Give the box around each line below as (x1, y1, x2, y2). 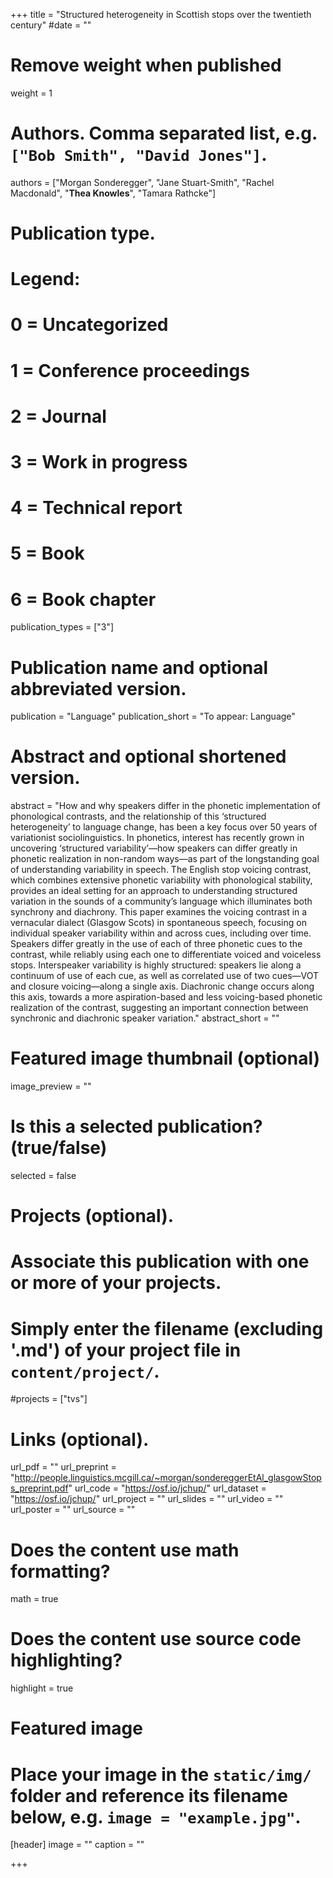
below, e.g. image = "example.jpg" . (10, 1805, 302, 1828)
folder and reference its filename (10, 1784, 288, 1807)
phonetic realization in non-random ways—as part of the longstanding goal (10, 853, 320, 865)
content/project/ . (10, 1360, 160, 1383)
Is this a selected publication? (10, 1115, 263, 1138)
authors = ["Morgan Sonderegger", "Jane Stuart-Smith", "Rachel (10, 176, 275, 188)
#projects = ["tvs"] (10, 1393, 88, 1405)
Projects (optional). (10, 1205, 175, 1228)
